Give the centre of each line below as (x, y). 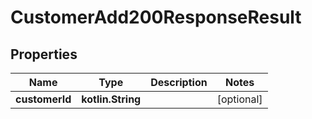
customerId (43, 99)
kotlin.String (111, 99)
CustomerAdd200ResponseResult (156, 17)
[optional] (239, 99)
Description (179, 82)
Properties (44, 54)
